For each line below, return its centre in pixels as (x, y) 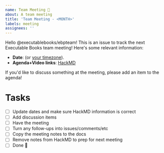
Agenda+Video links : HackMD (44, 63)
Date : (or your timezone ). (38, 57)
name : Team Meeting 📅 (28, 10)
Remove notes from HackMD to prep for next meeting (68, 140)
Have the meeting (30, 123)
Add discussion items (34, 117)
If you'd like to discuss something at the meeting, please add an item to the (82, 72)
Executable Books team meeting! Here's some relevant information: (74, 48)
